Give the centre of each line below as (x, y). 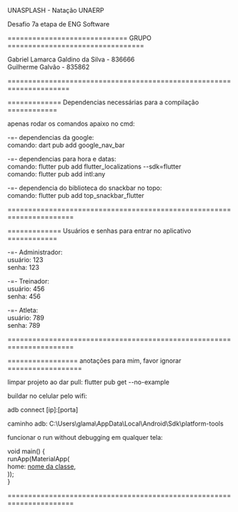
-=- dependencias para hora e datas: (62, 159)
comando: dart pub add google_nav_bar (66, 145)
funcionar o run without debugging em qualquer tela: (85, 437)
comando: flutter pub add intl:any (56, 174)
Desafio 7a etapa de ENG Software (59, 24)
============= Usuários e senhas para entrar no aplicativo (99, 231)
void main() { (26, 451)
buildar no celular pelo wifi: (48, 396)
